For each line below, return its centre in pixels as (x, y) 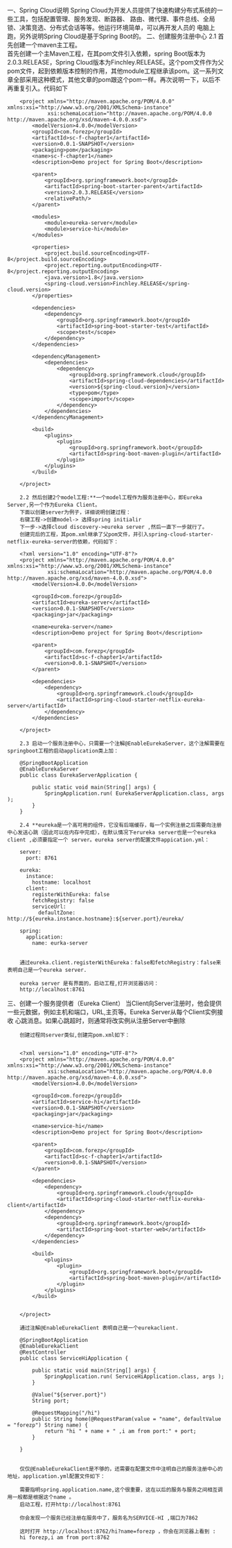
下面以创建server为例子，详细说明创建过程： (75, 512)
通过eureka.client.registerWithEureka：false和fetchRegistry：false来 (121, 963)
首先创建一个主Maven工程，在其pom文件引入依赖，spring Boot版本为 (106, 53)
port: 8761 (41, 858)
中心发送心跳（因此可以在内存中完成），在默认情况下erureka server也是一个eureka (112, 832)
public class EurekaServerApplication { (79, 775)
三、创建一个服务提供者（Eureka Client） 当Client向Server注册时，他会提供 (115, 1003)
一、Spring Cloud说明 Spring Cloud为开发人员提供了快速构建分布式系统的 (112, 10)
